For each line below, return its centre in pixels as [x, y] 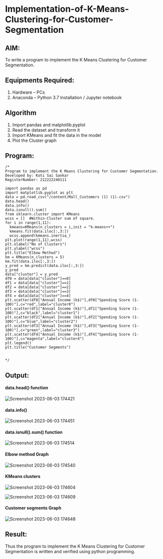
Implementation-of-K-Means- [67, 9]
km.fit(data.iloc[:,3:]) [30, 262]
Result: [16, 534]
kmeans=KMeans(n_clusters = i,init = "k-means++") [62, 227]
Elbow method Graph [27, 454]
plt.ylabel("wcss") [25, 249]
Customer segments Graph [33, 508]
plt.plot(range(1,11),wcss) [34, 240]
